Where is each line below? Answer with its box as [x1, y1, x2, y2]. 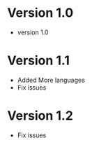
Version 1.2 [7, 108, 73, 124]
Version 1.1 [7, 53, 70, 69]
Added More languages [17, 76, 85, 84]
